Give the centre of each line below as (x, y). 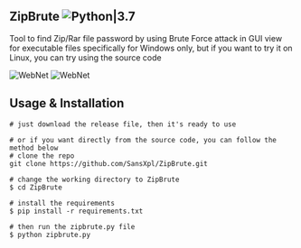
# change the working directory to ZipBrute (94, 179)
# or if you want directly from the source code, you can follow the (143, 140)
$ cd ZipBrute (36, 187)
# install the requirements (62, 203)
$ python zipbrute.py (50, 234)
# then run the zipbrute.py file (72, 226)
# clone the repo (42, 156)
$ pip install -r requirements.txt (76, 211)
